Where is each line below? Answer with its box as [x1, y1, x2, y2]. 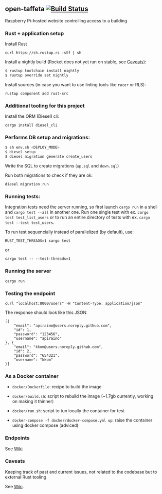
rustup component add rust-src [5, 91, 69, 96]
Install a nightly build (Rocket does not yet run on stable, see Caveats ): [5, 59, 146, 65]
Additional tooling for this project [5, 102, 85, 109]
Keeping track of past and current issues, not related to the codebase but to [5, 469, 157, 475]
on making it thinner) [12, 399, 54, 404]
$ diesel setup [5, 149, 36, 155]
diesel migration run [5, 182, 49, 187]
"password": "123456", [14, 331, 60, 336]
